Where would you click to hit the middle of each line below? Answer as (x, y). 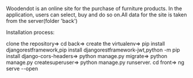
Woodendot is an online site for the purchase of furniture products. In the (94, 9)
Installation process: (30, 32)
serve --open (22, 69)
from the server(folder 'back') (42, 21)
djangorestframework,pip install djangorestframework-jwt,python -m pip (93, 50)
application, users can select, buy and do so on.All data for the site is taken (96, 15)
